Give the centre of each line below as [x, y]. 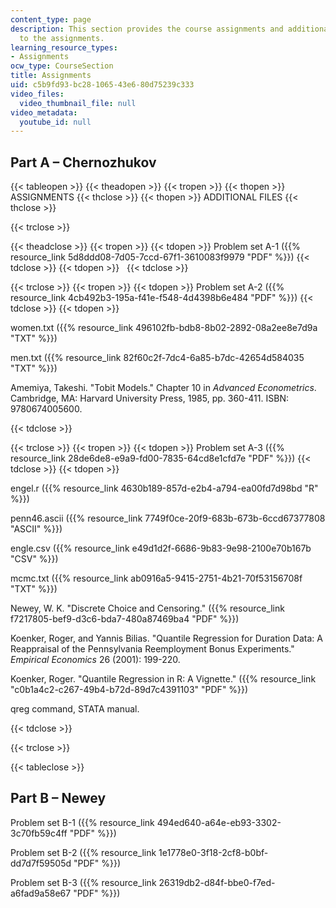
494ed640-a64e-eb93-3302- [219, 822]
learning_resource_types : [64, 47]
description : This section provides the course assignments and [147, 29]
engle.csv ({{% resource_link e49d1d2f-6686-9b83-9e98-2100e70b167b [161, 548]
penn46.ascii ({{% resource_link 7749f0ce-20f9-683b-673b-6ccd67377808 [168, 518]
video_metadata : [44, 112]
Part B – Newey [58, 798]
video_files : [37, 94]
